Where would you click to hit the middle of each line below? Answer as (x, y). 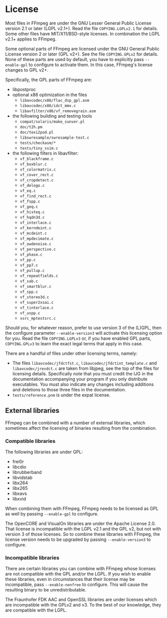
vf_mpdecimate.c (37, 239)
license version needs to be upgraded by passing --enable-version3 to (78, 539)
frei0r (18, 462)
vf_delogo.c (32, 185)
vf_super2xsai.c (37, 302)
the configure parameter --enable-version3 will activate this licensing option (84, 333)
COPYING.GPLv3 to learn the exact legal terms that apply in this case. (74, 343)
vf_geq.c (29, 207)
